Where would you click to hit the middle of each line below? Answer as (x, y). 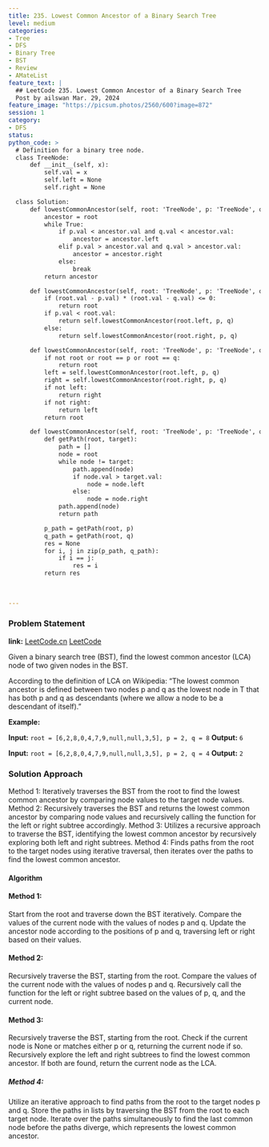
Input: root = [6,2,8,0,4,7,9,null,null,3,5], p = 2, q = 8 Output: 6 (126, 737)
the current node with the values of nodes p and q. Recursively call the (125, 985)
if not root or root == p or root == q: (112, 358)
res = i (85, 566)
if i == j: (76, 559)
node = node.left (116, 484)
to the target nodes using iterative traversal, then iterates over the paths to (131, 851)
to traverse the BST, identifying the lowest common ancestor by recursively (132, 834)
